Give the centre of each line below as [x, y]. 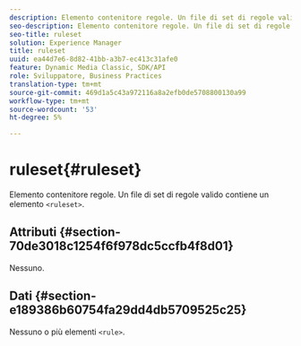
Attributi [33, 233]
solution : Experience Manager [66, 43]
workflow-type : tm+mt [50, 101]
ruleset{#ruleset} [75, 170]
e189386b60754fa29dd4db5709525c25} [128, 310]
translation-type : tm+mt [56, 84]
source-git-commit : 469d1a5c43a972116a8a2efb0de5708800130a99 [128, 92]
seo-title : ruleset [46, 34]
